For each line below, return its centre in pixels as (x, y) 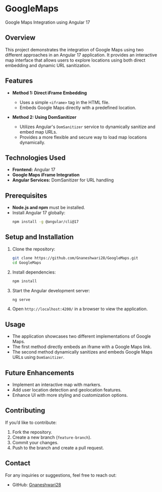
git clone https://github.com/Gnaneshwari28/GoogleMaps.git (75, 258)
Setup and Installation (39, 237)
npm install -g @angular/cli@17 (45, 222)
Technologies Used (35, 158)
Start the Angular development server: (51, 290)
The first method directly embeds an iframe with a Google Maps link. (82, 347)
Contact (18, 463)
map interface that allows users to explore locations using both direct (75, 60)
